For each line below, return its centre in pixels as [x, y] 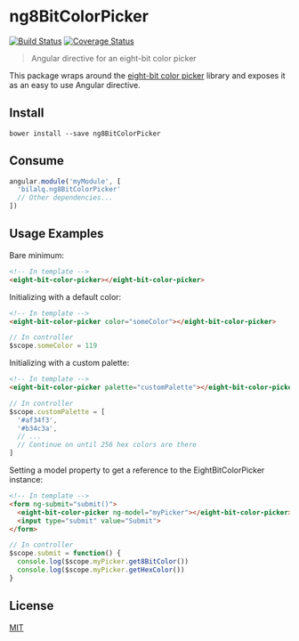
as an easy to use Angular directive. [75, 85]
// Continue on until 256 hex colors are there [107, 445]
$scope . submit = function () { [65, 554]
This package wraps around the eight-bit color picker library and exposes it [148, 75]
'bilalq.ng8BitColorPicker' [69, 190]
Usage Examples [57, 234]
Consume [36, 161]
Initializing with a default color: [65, 296]
